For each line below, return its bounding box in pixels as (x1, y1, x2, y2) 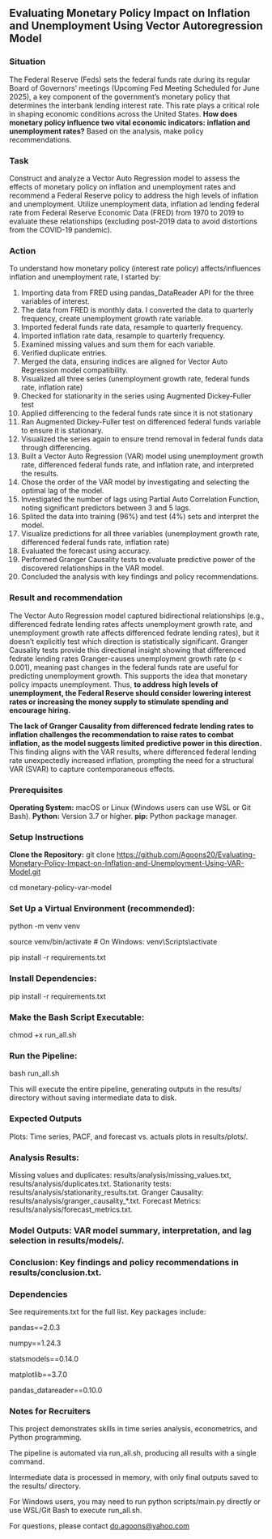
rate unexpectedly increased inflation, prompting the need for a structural (9, 755, 254, 765)
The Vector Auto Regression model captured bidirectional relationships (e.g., (9, 611, 265, 620)
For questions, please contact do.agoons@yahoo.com (9, 1521, 189, 1531)
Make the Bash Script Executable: (9, 1012, 145, 1023)
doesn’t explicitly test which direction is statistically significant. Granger (9, 636, 249, 646)
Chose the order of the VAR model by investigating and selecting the (20, 477, 250, 487)
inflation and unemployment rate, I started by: (9, 272, 161, 282)
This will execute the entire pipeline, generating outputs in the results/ (9, 1085, 242, 1094)
